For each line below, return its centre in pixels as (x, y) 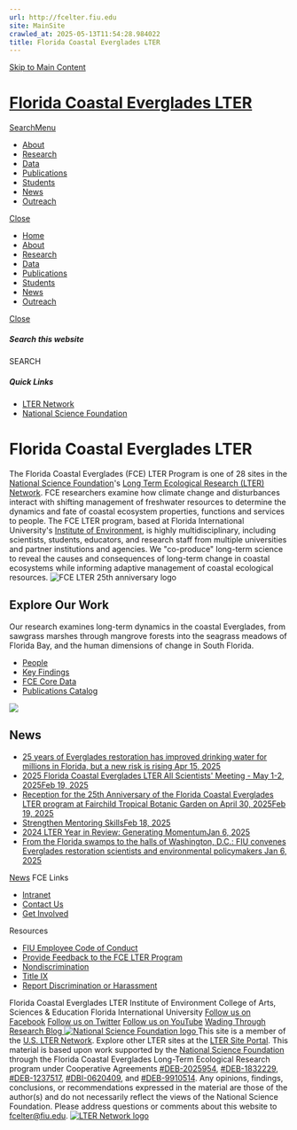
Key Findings (46, 672)
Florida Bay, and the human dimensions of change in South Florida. (132, 645)
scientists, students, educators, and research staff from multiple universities (148, 540)
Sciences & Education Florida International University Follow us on (130, 1012)
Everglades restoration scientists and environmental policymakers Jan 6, (154, 851)
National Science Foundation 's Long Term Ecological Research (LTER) (137, 483)
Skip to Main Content (47, 67)
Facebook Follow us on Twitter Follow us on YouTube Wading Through (137, 1021)
